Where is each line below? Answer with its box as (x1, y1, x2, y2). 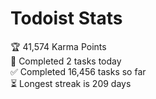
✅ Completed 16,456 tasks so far (10, 65, 147, 77)
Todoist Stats (10, 7, 123, 30)
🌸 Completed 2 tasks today (10, 55, 122, 67)
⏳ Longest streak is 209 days (10, 77, 132, 89)
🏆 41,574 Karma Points (10, 40, 107, 52)
